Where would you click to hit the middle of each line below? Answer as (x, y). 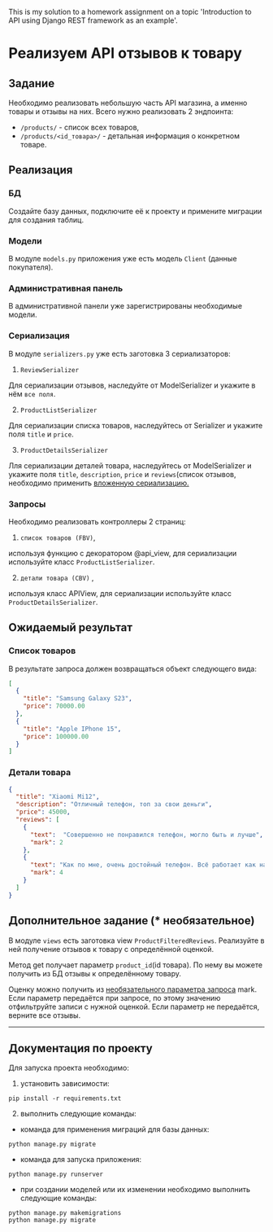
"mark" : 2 (46, 842)
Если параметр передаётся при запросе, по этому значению (115, 997)
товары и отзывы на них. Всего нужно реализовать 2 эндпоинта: (121, 112)
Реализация (41, 170)
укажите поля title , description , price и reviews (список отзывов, (122, 474)
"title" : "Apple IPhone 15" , (72, 729)
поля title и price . (41, 434)
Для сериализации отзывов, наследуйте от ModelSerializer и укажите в (132, 385)
